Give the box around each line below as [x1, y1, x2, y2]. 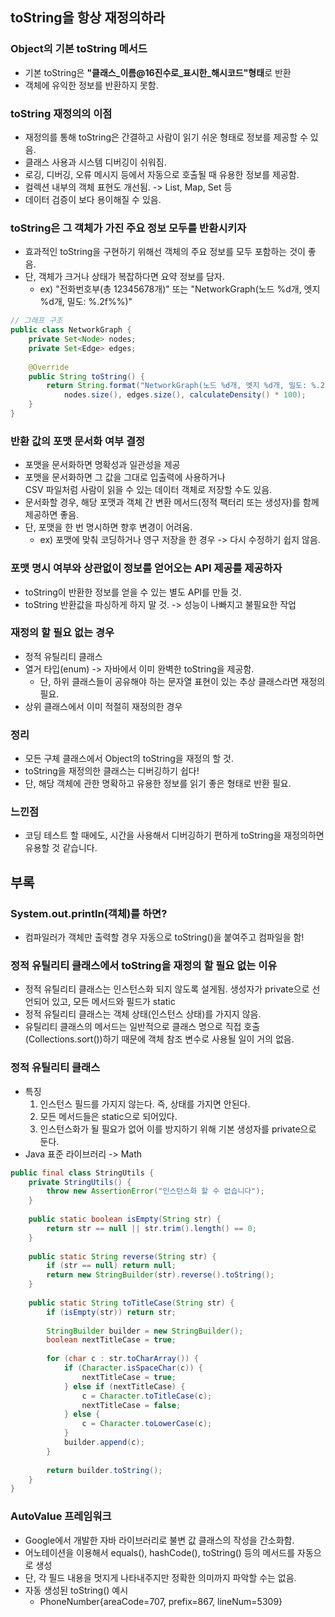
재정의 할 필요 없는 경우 [10, 626, 115, 640]
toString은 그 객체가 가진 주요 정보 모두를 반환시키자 [10, 221, 247, 235]
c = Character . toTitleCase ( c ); [81, 1391, 213, 1401]
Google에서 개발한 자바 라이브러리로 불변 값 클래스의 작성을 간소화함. [24, 1534, 295, 1546]
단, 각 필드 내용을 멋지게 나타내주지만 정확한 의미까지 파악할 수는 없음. [24, 1571, 297, 1583]
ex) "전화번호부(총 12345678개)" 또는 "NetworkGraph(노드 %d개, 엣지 [39, 283, 321, 295]
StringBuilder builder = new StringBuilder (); [46, 1326, 244, 1336]
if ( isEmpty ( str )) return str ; [46, 1307, 177, 1317]
